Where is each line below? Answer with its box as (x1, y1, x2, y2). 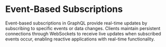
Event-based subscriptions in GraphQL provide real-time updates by (5, 20, 147, 26)
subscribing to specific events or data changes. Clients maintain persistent (5, 25, 160, 31)
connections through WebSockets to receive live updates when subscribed (5, 30, 161, 36)
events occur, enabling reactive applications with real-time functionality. (5, 36, 155, 42)
